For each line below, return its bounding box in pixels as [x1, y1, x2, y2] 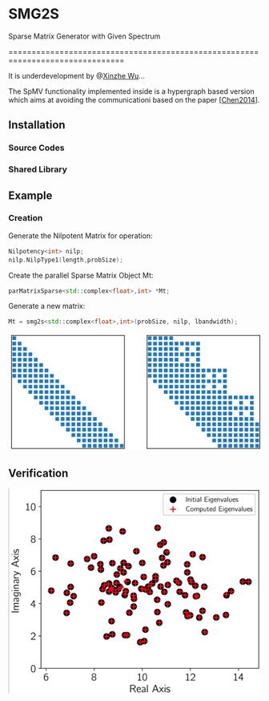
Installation [8, 118, 66, 132]
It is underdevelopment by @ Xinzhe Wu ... [8, 71, 146, 80]
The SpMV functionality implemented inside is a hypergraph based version [8, 86, 255, 96]
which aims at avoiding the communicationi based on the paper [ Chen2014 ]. [8, 95, 260, 104]
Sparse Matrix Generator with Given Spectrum [8, 31, 161, 41]
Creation [8, 213, 43, 224]
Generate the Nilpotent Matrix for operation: [8, 230, 154, 241]
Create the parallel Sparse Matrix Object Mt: [8, 270, 154, 280]
